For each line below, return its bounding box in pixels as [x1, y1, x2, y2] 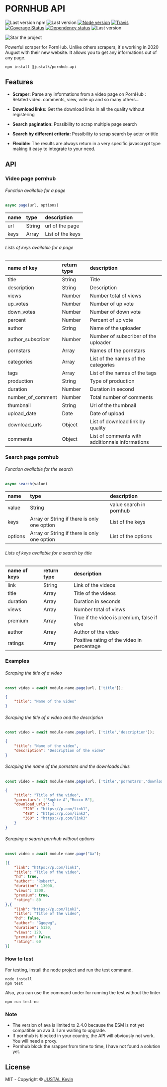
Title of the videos [74, 589, 116, 596]
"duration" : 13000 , [14, 884, 55, 889]
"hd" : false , [14, 916, 41, 921]
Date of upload [89, 410, 125, 417]
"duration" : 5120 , [14, 925, 52, 930]
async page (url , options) [5, 203, 59, 208]
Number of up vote [89, 300, 134, 307]
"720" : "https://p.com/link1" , [23, 806, 90, 812]
